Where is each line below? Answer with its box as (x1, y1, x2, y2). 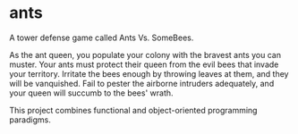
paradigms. (9, 114, 51, 125)
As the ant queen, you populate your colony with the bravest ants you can (9, 49, 282, 60)
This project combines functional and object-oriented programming (9, 105, 258, 115)
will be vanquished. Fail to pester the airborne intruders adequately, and (9, 78, 275, 88)
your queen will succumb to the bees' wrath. (9, 88, 174, 98)
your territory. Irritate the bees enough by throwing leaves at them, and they (9, 68, 289, 79)
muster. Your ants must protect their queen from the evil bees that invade (9, 59, 279, 70)
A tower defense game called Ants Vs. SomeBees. (9, 32, 194, 43)
